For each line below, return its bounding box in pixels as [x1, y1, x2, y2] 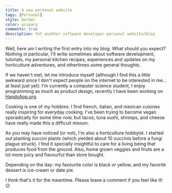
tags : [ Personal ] [5, 12, 43, 17]
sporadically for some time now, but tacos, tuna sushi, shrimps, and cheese [5, 114, 165, 121]
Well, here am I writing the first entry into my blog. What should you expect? [5, 46, 166, 51]
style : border [5, 17, 36, 22]
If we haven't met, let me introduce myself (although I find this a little [5, 72, 150, 78]
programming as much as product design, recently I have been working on [5, 88, 163, 94]
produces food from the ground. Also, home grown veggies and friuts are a [5, 146, 164, 152]
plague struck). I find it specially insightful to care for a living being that [5, 141, 156, 147]
